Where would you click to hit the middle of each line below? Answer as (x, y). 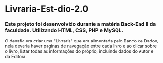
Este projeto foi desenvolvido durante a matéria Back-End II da (81, 24)
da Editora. (16, 57)
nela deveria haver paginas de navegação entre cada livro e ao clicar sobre (81, 46)
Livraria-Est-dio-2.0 (47, 9)
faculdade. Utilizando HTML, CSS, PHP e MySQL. (64, 30)
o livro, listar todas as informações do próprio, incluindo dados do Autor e (79, 51)
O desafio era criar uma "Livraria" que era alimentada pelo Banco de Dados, (82, 41)
